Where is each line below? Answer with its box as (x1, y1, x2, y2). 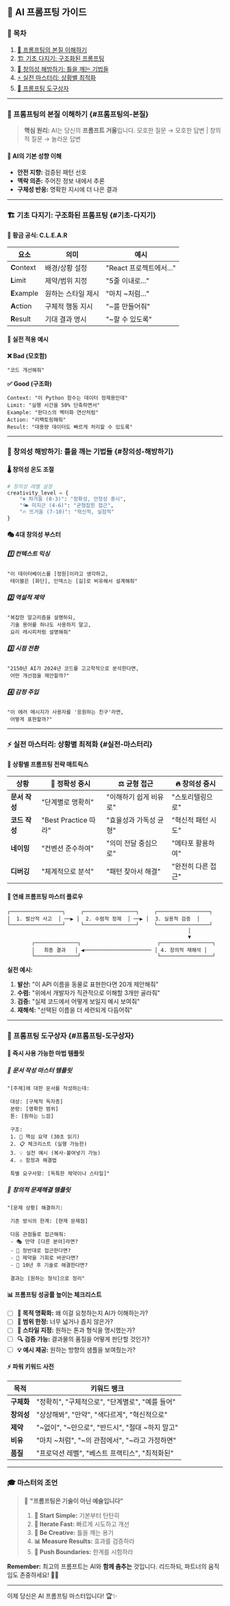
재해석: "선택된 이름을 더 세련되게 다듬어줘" (16, 1005, 133, 1014)
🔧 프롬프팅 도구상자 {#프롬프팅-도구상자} (7, 1031, 135, 1040)
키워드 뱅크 (90, 1383, 125, 1393)
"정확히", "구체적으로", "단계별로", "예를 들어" (36, 1396, 176, 1406)
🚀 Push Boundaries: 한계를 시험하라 (34, 1548, 133, 1556)
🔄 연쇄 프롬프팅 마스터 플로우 (7, 892, 84, 901)
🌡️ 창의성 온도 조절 (7, 465, 55, 474)
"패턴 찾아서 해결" (105, 867, 161, 877)
